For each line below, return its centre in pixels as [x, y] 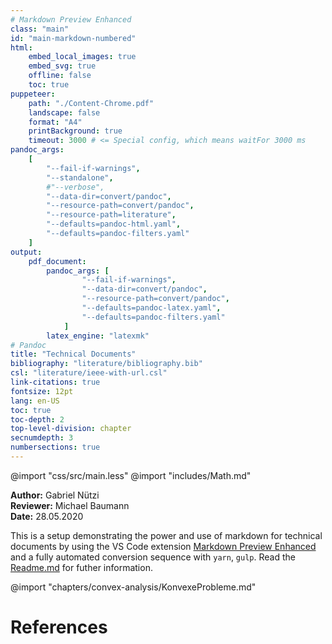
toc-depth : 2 [37, 419]
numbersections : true [55, 447]
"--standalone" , [80, 177]
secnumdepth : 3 [42, 438]
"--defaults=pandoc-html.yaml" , [114, 224]
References [59, 627]
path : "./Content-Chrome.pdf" [91, 103]
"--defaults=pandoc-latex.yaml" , [151, 308]
